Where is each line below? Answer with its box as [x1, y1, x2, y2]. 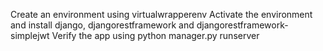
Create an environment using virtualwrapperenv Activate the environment [10, 9, 313, 20]
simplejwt [10, 30, 50, 41]
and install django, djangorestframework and [10, 19, 195, 31]
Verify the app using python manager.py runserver [51, 30, 260, 41]
